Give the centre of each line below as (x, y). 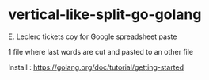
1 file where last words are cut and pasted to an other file (101, 51)
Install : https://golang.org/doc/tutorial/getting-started (96, 67)
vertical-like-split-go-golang (105, 15)
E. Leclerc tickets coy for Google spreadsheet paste (93, 36)
